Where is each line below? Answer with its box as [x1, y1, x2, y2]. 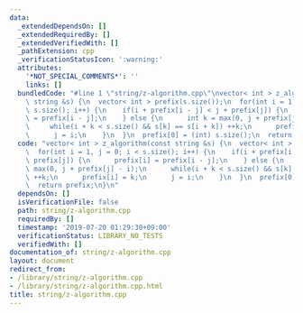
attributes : [17, 64, 63, 73]
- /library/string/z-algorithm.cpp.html [9, 281, 164, 290]
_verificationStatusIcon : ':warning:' [17, 55, 164, 64]
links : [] [25, 80, 63, 89]
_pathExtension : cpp [17, 47, 95, 56]
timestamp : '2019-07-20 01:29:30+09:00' [17, 223, 171, 232]
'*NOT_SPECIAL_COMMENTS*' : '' [25, 72, 140, 81]
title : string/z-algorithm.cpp [9, 290, 127, 299]
